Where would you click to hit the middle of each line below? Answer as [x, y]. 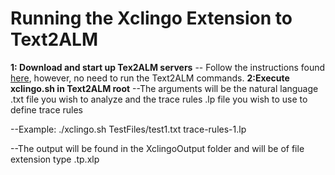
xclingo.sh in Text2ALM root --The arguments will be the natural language [164, 88]
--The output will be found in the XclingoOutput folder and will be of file [157, 148]
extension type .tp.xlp [55, 159]
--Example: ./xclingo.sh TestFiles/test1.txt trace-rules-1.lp [128, 129]
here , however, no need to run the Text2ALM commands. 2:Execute [150, 78]
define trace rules [46, 109]
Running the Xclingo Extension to [151, 18]
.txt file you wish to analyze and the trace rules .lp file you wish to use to [159, 99]
